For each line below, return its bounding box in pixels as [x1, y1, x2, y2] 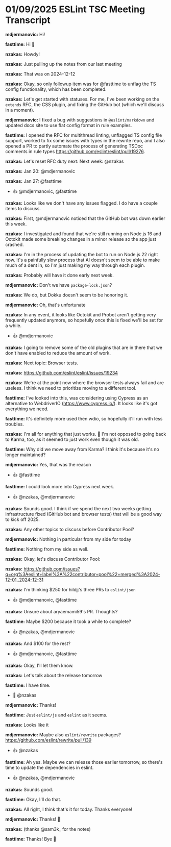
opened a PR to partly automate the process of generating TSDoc [5, 143, 143, 149]
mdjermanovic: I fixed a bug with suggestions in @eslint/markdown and [5, 116, 155, 123]
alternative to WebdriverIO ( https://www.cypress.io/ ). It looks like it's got [5, 400, 158, 406]
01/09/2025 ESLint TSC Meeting [5, 4, 145, 15]
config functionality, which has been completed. [5, 86, 107, 92]
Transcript [5, 14, 51, 26]
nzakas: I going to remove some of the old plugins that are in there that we [5, 344, 162, 351]
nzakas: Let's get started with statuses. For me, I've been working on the [5, 96, 159, 102]
